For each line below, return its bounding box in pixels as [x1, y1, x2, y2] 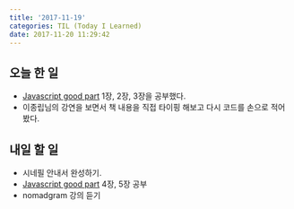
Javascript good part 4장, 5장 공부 [22, 179, 148, 189]
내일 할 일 [9, 142, 59, 157]
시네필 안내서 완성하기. [22, 168, 102, 178]
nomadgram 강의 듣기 [22, 190, 101, 200]
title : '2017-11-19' [9, 13, 87, 22]
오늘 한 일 [9, 65, 59, 81]
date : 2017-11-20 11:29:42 [9, 30, 110, 39]
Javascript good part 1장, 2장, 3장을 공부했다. [22, 91, 186, 101]
